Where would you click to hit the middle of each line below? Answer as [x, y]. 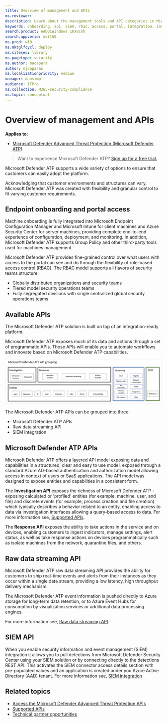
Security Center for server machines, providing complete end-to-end [76, 232]
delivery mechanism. [27, 586]
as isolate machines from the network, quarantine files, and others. [74, 543]
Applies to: [17, 134]
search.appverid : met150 [31, 37]
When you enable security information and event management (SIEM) [77, 649]
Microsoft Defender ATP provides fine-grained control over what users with [83, 257]
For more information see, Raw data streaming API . [57, 622]
